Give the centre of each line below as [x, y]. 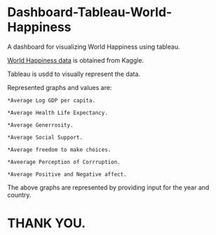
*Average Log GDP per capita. [52, 100]
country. [19, 195]
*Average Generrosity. [40, 125]
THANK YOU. [47, 223]
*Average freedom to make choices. [59, 150]
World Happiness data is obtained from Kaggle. [76, 60]
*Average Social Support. [45, 137]
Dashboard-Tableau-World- [90, 12]
